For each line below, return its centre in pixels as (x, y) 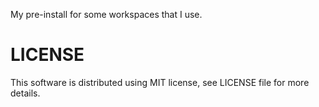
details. (25, 93)
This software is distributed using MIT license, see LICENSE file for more (160, 82)
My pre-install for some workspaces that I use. (106, 14)
